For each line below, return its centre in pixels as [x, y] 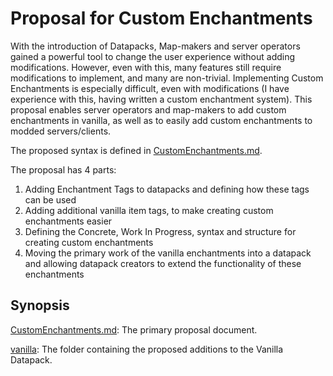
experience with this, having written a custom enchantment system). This [161, 99]
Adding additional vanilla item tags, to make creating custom [149, 210]
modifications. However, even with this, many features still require [146, 67]
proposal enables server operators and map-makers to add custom [148, 109]
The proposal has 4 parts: [63, 169]
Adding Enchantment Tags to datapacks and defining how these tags [167, 189]
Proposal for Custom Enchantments [161, 18]
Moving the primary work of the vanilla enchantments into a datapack [168, 253]
